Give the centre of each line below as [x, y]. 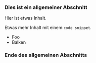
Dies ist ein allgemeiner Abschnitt [46, 7]
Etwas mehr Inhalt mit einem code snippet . [48, 28]
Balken [19, 42]
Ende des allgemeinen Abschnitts [46, 55]
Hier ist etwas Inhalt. [25, 18]
